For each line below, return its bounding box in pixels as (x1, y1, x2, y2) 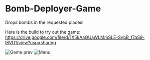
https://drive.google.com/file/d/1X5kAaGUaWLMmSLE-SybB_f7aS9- (5, 34, 145, 40)
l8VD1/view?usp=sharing (5, 39, 56, 45)
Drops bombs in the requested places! (5, 19, 84, 25)
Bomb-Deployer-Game (5, 3, 101, 14)
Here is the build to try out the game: (5, 29, 81, 35)
